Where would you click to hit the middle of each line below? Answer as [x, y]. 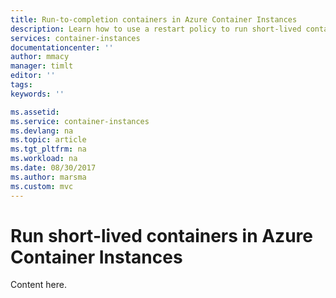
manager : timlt [42, 66]
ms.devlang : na [42, 131]
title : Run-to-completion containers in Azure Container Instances [154, 19]
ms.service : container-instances [80, 121]
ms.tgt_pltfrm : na [48, 149]
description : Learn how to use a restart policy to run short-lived [156, 29]
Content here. [38, 285]
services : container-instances [75, 38]
